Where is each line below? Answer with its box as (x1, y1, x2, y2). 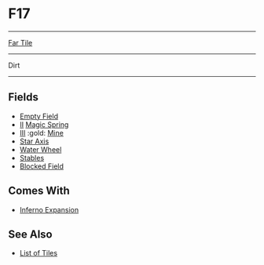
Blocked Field (19, 162, 64, 171)
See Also (8, 227, 53, 241)
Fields (8, 91, 39, 104)
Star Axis (19, 136, 49, 146)
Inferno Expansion (19, 205, 79, 214)
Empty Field (19, 111, 59, 121)
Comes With (8, 184, 71, 198)
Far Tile (8, 38, 33, 47)
